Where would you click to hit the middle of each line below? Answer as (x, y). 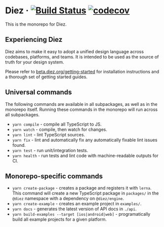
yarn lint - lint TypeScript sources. (49, 134)
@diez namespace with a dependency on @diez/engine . (68, 198)
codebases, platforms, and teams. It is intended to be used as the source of (82, 57)
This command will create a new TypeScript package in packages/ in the (85, 193)
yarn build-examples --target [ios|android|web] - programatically (81, 214)
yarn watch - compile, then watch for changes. (60, 129)
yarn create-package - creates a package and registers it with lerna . (82, 188)
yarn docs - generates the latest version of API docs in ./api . (74, 209)
